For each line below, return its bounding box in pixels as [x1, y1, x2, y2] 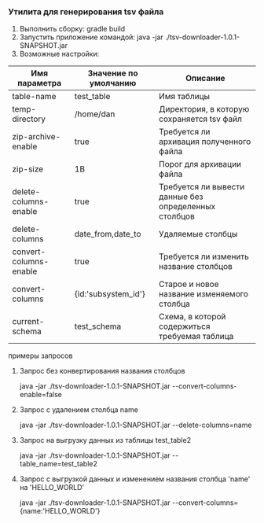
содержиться [158, 321, 211, 332]
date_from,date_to [74, 229, 141, 240]
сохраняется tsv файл [158, 113, 242, 124]
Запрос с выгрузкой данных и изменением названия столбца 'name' [19, 474, 251, 484]
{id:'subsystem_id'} [74, 289, 145, 300]
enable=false [19, 390, 63, 400]
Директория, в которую [158, 104, 250, 115]
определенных [158, 201, 216, 212]
